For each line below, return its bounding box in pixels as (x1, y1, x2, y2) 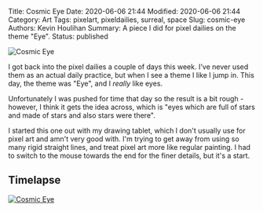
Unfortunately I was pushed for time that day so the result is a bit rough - (8, 94, 244, 103)
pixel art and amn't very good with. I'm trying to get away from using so (8, 134, 239, 144)
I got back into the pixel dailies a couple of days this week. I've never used (8, 62, 249, 71)
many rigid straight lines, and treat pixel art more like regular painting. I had (8, 143, 251, 152)
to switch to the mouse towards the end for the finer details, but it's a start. (8, 151, 250, 160)
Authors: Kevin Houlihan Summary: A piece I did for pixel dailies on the (8, 24, 237, 32)
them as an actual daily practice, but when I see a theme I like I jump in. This (8, 71, 255, 79)
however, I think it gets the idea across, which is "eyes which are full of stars (8, 102, 255, 111)
